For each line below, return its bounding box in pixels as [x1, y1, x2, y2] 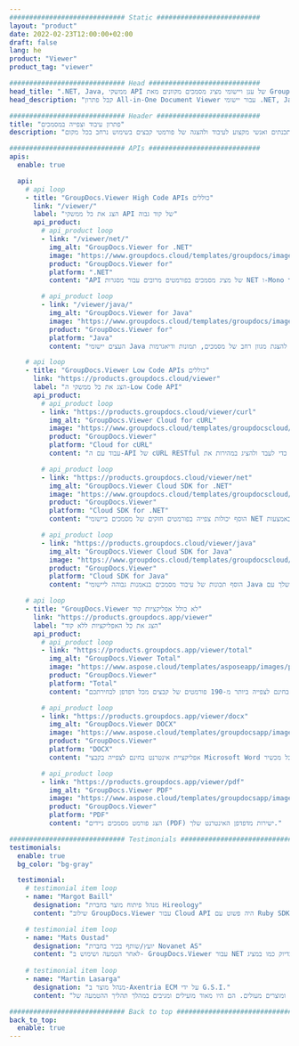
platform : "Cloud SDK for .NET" [48, 507, 169, 515]
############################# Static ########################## [9, 12, 261, 22]
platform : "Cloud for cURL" [48, 441, 153, 450]
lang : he [9, 46, 42, 55]
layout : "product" [9, 21, 77, 30]
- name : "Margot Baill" [25, 892, 114, 902]
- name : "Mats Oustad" [25, 933, 109, 942]
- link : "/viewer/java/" [41, 300, 133, 310]
